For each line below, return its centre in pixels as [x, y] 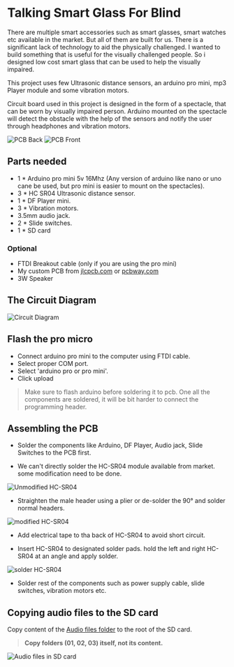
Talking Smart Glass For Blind [94, 13]
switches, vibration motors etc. [62, 591]
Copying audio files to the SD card [83, 613]
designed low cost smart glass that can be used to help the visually [104, 61]
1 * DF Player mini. [44, 200]
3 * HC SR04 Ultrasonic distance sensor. [76, 193]
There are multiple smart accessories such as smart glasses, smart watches [117, 32]
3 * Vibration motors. [48, 208]
